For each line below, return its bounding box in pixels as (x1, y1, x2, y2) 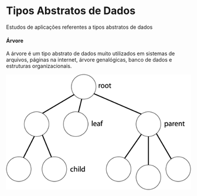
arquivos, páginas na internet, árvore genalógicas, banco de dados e (6, 56, 172, 63)
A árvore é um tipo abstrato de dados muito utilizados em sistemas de (6, 50, 175, 57)
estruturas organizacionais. (6, 63, 72, 70)
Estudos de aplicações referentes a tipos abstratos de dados (6, 23, 153, 31)
